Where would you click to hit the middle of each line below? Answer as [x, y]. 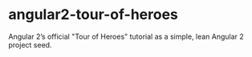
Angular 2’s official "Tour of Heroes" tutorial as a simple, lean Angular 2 [126, 36]
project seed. [30, 44]
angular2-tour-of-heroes [93, 15]
